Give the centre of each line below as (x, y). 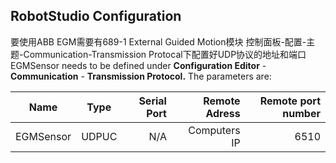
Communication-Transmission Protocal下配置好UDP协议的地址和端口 (165, 54)
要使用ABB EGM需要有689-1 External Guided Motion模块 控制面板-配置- (158, 41)
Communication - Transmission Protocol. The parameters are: (141, 76)
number (301, 113)
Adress (223, 113)
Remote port (290, 101)
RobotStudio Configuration (96, 16)
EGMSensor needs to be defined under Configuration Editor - (138, 65)
